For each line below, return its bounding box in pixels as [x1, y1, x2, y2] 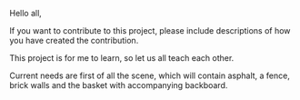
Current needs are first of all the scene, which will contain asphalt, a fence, [9, 70, 291, 81]
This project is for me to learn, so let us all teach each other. [9, 53, 235, 63]
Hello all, [9, 8, 43, 18]
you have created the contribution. [9, 35, 139, 45]
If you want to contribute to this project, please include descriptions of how [9, 25, 291, 35]
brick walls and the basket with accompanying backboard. [9, 80, 228, 90]
